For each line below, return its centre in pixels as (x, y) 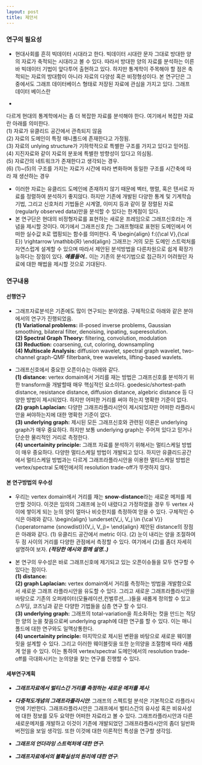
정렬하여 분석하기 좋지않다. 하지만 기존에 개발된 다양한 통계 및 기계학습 (109, 196)
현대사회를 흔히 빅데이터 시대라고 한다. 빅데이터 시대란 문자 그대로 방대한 (100, 54)
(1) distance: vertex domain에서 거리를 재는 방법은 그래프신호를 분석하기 (101, 377)
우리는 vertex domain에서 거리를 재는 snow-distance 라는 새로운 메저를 (100, 497)
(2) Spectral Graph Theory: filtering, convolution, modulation (91, 338)
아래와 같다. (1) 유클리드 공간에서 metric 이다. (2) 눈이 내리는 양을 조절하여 (109, 534)
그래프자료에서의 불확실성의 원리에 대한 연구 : (67, 757)
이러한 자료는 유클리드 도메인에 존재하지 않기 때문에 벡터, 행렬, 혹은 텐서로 (101, 189)
